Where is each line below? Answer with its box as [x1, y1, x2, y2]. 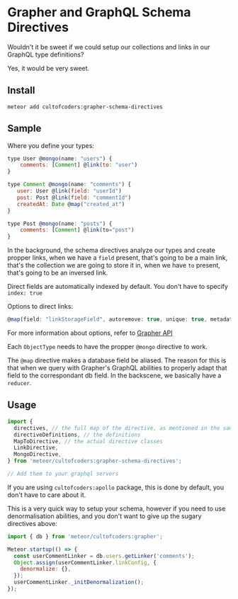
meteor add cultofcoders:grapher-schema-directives [7, 103, 163, 110]
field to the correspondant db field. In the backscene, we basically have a [7, 371, 222, 380]
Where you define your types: [7, 141, 94, 149]
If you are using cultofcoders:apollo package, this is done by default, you [7, 483, 225, 491]
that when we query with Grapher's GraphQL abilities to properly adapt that [7, 364, 227, 372]
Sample [7, 122, 42, 135]
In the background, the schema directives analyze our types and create [7, 246, 216, 255]
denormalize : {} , [20, 566, 72, 573]
